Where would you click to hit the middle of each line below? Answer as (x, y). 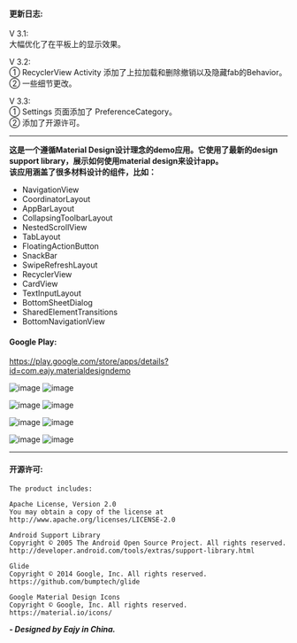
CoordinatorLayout (56, 199)
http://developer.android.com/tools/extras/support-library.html (132, 550)
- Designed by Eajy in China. (63, 629)
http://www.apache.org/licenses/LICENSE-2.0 (92, 519)
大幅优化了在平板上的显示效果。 (67, 44)
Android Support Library (55, 535)
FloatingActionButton (61, 246)
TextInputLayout (51, 293)
